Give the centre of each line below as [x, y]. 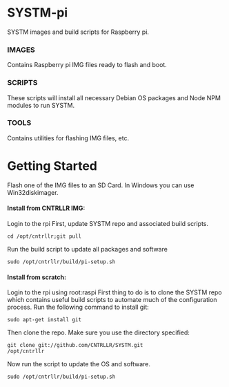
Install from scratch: [37, 277]
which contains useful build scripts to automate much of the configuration [112, 300]
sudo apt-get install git [44, 320]
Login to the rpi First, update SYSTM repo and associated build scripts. [108, 223]
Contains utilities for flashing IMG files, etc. [68, 138]
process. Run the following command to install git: [78, 307]
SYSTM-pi [38, 13]
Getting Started [52, 166]
